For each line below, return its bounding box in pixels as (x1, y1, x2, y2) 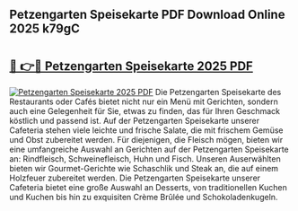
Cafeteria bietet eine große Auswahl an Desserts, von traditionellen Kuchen (9, 182, 287, 192)
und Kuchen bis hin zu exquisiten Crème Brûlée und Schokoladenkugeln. (9, 192, 278, 202)
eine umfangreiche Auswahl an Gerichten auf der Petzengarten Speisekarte (9, 144, 289, 154)
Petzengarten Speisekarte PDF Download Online (9, 7, 285, 22)
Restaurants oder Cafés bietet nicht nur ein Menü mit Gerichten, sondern (9, 96, 278, 107)
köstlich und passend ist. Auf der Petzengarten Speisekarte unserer (9, 116, 260, 126)
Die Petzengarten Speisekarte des (154, 87, 282, 97)
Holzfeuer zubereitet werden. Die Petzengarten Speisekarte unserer (9, 172, 261, 183)
